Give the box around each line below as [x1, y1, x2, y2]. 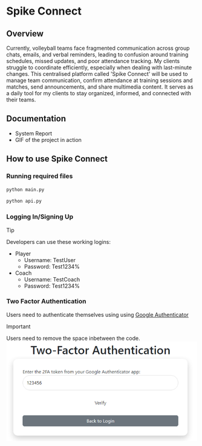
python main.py [6, 186, 45, 192]
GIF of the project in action [15, 136, 82, 143]
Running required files [6, 172, 73, 180]
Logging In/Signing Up [6, 212, 74, 221]
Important [6, 323, 31, 330]
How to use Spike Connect [6, 154, 108, 164]
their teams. [6, 96, 36, 103]
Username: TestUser [24, 256, 76, 263]
